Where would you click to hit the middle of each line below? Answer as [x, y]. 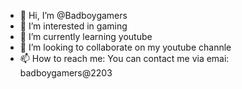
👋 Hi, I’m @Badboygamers [73, 15]
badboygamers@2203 [66, 73]
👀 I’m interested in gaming [73, 26]
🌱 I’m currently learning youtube [86, 36]
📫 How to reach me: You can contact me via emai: [124, 58]
